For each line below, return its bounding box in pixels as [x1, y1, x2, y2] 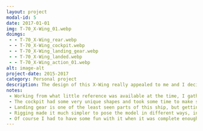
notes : [6, 88, 23, 94]
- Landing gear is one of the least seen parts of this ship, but [8, 104, 180, 110]
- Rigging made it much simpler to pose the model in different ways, [8, 110, 190, 116]
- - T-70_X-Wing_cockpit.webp [8, 43, 85, 49]
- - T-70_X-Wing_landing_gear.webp [8, 48, 98, 54]
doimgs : [6, 31, 26, 37]
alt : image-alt [6, 65, 45, 71]
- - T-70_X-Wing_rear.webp [8, 37, 77, 43]
